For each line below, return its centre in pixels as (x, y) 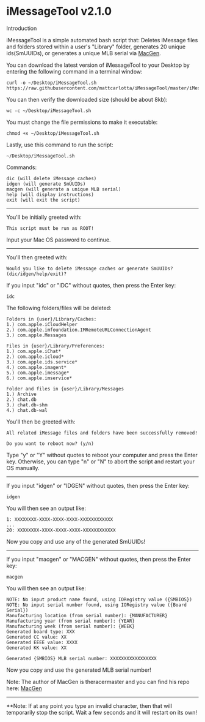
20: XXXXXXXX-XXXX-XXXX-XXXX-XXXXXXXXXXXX (61, 530)
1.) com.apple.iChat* (34, 351)
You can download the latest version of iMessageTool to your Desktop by (98, 65)
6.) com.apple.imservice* (39, 378)
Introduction (22, 28)
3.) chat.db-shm (27, 405)
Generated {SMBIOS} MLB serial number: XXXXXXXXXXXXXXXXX (81, 658)
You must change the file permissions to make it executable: (82, 122)
